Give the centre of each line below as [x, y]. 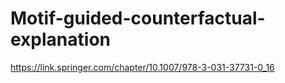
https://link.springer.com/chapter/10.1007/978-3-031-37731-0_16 [142, 67]
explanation [60, 39]
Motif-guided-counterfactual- [138, 18]
